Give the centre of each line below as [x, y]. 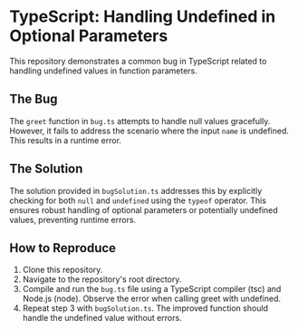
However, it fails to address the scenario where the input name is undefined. [149, 131]
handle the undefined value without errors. [102, 318]
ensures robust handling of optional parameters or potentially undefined [144, 209]
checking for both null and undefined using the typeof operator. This [138, 200]
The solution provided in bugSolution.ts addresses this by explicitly [136, 190]
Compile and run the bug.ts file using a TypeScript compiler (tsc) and [152, 289]
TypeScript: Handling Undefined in [143, 17]
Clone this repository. [62, 270]
